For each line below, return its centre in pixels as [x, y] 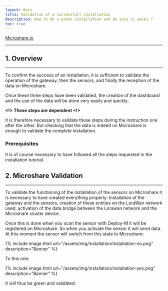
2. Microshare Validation [44, 175]
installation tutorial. [25, 160]
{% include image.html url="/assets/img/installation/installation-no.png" [79, 243]
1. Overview [24, 58]
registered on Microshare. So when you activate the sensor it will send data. [83, 228]
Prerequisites [22, 143]
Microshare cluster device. [32, 213]
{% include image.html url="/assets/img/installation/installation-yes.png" [80, 268]
